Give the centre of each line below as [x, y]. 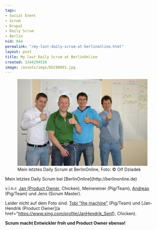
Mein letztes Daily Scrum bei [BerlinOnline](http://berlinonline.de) [71, 179]
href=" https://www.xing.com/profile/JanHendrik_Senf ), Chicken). [71, 213]
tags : [11, 10]
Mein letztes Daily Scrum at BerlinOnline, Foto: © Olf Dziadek [79, 169]
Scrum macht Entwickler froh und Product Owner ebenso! [65, 223]
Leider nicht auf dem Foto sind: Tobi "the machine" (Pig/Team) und [73, 203]
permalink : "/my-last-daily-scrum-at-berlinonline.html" [65, 47]
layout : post [18, 51]
